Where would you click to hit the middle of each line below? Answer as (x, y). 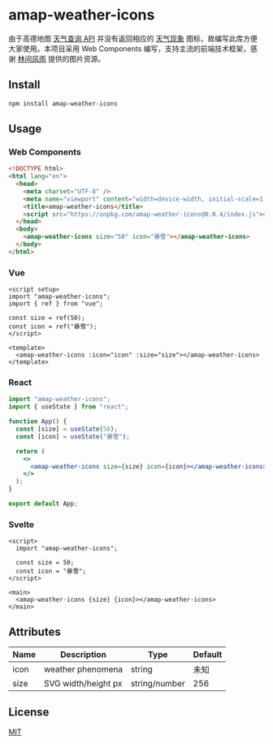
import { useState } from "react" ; (69, 407)
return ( (30, 451)
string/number (158, 684)
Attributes (35, 632)
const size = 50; (45, 563)
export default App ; (43, 504)
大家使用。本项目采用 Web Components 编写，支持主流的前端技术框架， (130, 48)
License (29, 712)
